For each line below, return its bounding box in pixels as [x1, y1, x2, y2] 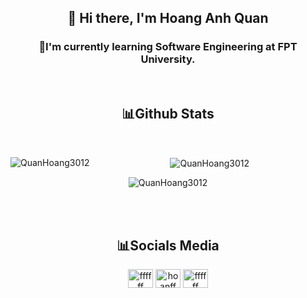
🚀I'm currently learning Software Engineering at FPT [38, 40, 298, 54]
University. [140, 52, 196, 66]
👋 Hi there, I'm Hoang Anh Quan [67, 10, 269, 27]
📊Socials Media [116, 237, 220, 254]
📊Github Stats [121, 106, 215, 123]
